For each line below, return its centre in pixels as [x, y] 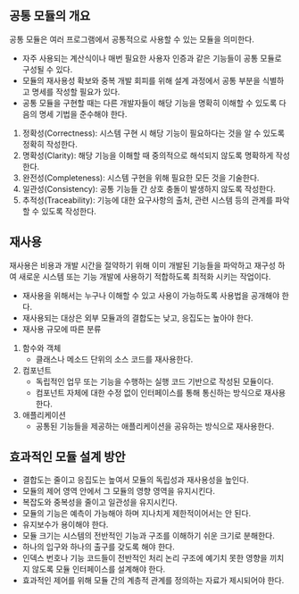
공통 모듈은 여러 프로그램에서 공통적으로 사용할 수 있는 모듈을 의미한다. [132, 39]
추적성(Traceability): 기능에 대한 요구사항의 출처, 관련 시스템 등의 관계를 [148, 200]
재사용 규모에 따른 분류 [62, 329]
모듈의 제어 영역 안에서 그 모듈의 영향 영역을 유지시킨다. [119, 491]
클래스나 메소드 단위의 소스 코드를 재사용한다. [114, 359]
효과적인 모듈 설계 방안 [68, 457]
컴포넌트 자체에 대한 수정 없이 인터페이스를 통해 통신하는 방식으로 [149, 392]
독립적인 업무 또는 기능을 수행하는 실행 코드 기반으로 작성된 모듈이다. [154, 381]
